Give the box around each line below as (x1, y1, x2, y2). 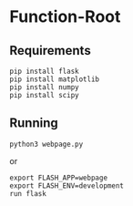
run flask (9, 189, 47, 198)
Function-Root (9, 6, 121, 27)
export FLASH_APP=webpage (9, 173, 107, 182)
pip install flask (9, 67, 79, 76)
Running (9, 116, 59, 131)
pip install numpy (9, 83, 79, 92)
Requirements (9, 43, 91, 58)
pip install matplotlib (9, 75, 100, 84)
